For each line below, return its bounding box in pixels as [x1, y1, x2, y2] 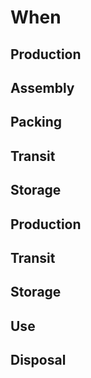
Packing [10, 114, 63, 131]
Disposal [10, 352, 67, 369]
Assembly [10, 79, 75, 96]
